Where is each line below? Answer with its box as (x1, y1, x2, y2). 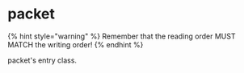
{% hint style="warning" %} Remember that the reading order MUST (7, 31, 236, 41)
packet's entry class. (7, 55, 78, 65)
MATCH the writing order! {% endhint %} (7, 39, 144, 49)
